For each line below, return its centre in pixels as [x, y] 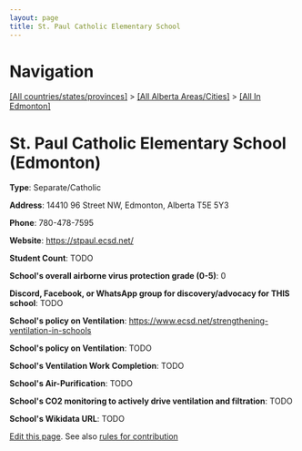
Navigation [51, 72]
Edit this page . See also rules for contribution [94, 436]
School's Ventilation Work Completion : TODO [97, 366]
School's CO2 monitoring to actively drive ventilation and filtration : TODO [151, 401]
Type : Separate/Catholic [55, 188]
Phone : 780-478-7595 [51, 223]
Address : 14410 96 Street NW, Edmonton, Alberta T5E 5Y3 [119, 205]
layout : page [34, 18]
